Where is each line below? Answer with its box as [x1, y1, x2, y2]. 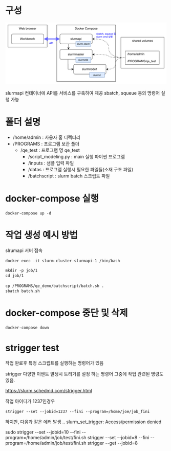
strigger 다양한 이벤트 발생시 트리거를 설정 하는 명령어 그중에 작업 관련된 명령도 [5, 371, 164, 377]
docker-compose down [5, 325, 50, 330]
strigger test [5, 342, 59, 354]
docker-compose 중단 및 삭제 [5, 307, 128, 319]
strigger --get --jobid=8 [87, 440, 138, 446]
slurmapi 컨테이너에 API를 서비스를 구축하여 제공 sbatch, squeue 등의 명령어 [5, 89, 160, 96]
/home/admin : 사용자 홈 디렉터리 [12, 134, 81, 140]
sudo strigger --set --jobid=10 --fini [5, 429, 81, 435]
